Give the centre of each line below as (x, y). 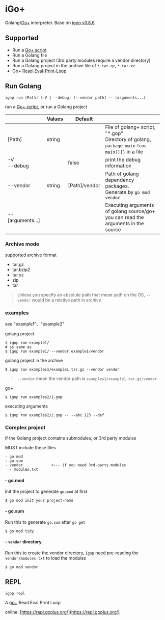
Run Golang (23, 86)
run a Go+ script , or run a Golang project (46, 107)
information (118, 165)
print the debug (123, 160)
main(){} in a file (124, 152)
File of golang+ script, (130, 127)
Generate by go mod (127, 192)
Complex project (25, 428)
